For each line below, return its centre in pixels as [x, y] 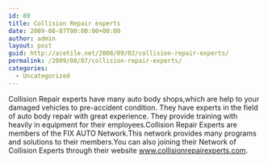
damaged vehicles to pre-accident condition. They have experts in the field [133, 107]
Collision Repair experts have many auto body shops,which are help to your [134, 98]
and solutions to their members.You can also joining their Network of [122, 141]
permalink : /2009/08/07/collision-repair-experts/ [95, 61]
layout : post [30, 46]
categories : [28, 69]
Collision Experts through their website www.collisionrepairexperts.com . [128, 150]
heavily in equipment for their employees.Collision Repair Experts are [123, 124]
